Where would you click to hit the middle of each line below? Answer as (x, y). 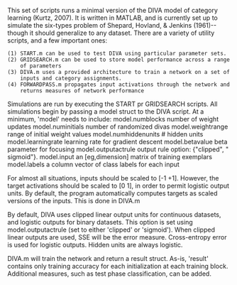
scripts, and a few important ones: (57, 41)
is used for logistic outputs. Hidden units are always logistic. (95, 245)
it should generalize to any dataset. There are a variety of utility (122, 33)
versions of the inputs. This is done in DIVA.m (74, 201)
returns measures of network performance (82, 91)
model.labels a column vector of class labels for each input (93, 164)
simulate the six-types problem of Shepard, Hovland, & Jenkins (100, 25)
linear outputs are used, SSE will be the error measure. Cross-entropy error (117, 237)
